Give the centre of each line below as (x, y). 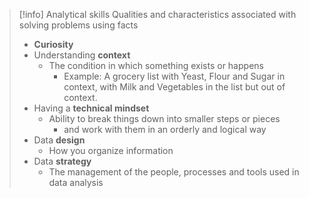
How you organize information (111, 150)
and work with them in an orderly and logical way (165, 129)
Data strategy (62, 161)
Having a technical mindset (91, 108)
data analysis (76, 182)
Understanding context (82, 55)
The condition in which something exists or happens (156, 65)
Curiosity (53, 44)
